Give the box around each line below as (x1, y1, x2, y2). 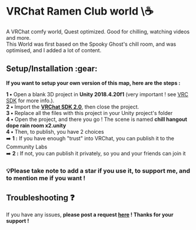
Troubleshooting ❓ (6, 193, 75, 203)
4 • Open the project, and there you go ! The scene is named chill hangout (6, 116, 187, 123)
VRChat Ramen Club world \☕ (6, 5, 154, 18)
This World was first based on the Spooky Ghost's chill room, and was (6, 40, 177, 48)
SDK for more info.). (6, 97, 55, 104)
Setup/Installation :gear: (6, 64, 98, 74)
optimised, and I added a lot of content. (6, 46, 102, 53)
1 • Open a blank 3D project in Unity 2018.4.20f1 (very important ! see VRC (6, 90, 188, 97)
